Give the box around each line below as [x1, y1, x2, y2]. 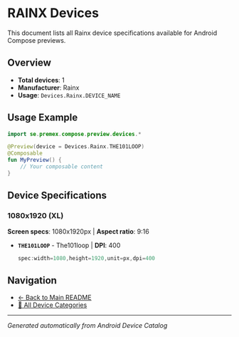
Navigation [7, 274, 57, 286]
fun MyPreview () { [7, 157, 62, 164]
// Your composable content [20, 163, 103, 170]
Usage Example [7, 112, 78, 124]
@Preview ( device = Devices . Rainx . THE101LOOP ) [7, 143, 144, 150]
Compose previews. [7, 36, 66, 44]
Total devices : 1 [17, 76, 65, 84]
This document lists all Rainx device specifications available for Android [7, 28, 218, 37]
